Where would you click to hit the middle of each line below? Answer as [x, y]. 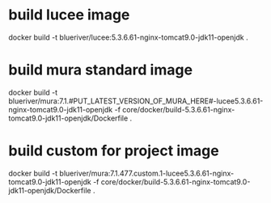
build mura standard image [100, 70]
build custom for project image [114, 151]
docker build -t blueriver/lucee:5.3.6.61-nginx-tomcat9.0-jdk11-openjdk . [128, 37]
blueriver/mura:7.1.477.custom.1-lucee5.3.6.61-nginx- [147, 173]
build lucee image [69, 15]
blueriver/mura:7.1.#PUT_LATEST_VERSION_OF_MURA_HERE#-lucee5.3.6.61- [136, 101]
